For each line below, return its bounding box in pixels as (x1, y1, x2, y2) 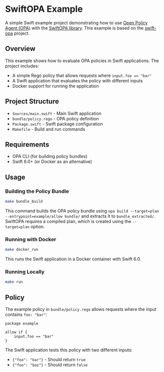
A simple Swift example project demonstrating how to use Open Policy (5, 20, 148, 26)
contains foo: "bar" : (5, 312, 47, 318)
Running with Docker (5, 236, 57, 243)
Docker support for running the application (12, 83, 99, 89)
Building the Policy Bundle (5, 187, 69, 194)
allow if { (5, 330, 28, 335)
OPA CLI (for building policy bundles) (12, 153, 88, 159)
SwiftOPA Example (5, 3, 83, 15)
